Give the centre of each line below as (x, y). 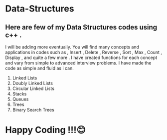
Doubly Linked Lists (33, 83)
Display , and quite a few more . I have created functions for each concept (81, 57)
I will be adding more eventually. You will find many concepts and (72, 47)
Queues (20, 99)
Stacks (19, 94)
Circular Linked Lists (33, 88)
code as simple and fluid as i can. (39, 68)
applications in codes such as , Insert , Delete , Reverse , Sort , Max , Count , (84, 52)
